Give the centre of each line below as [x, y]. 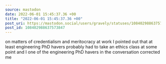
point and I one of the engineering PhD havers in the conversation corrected [83, 52]
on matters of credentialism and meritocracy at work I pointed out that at [79, 42]
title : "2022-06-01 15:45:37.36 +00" [44, 19]
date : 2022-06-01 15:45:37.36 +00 [41, 14]
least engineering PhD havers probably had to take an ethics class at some [81, 47]
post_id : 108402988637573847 [35, 28]
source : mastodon [23, 10]
